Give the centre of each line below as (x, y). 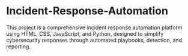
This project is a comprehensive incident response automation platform (94, 27)
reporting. (19, 46)
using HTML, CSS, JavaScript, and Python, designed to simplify (85, 33)
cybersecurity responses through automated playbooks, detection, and (94, 40)
